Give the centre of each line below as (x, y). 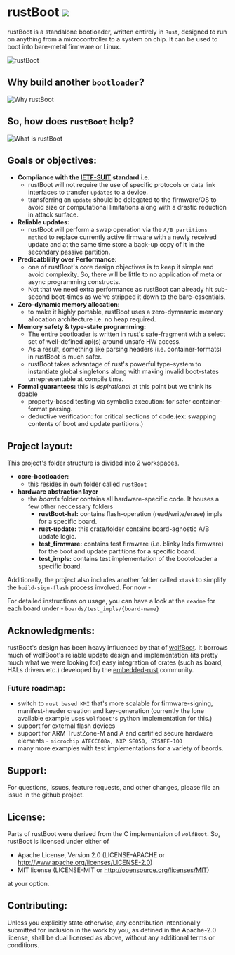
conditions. (23, 945)
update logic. (58, 537)
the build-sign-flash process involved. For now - (79, 587)
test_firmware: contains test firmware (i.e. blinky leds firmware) (131, 544)
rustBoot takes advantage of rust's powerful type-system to (114, 364)
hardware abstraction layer (58, 492)
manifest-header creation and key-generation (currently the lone (111, 711)
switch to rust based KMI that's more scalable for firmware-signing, (115, 703)
